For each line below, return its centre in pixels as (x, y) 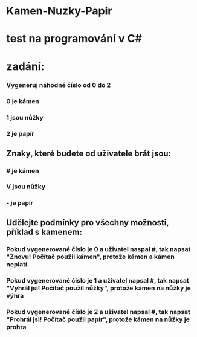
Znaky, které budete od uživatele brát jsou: (89, 153)
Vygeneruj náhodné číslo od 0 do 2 (59, 85)
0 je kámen (23, 101)
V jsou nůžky (26, 187)
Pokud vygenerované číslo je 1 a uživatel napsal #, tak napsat (98, 280)
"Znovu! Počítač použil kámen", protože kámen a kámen (91, 257)
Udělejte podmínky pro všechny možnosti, (88, 223)
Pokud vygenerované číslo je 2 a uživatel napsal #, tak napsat (98, 312)
